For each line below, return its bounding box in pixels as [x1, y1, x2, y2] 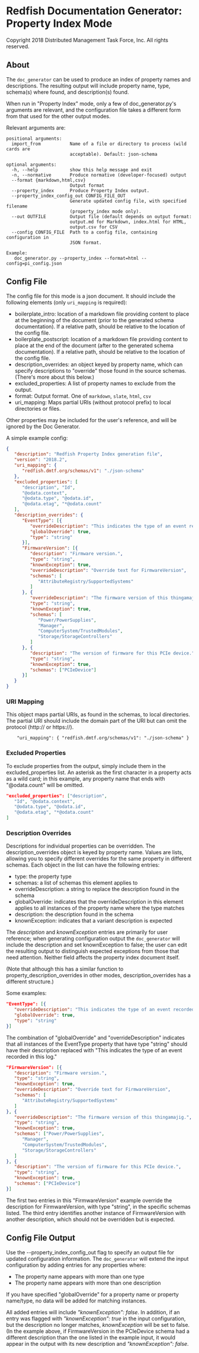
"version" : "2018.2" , [14, 457, 68, 463]
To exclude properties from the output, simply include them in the [6, 762, 166, 769]
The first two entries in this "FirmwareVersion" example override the [6, 1197, 172, 1204]
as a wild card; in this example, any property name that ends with [6, 775, 165, 782]
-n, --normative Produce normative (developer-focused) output [11, 172, 187, 178]
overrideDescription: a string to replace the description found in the [14, 886, 179, 893]
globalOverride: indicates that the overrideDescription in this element [14, 898, 184, 905]
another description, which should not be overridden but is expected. [6, 1216, 175, 1223]
